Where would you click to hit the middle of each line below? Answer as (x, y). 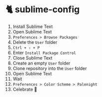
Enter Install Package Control (44, 53)
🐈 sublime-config (43, 10)
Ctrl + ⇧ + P (26, 48)
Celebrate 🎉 (25, 89)
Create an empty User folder (42, 63)
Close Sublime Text (32, 58)
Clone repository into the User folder (50, 68)
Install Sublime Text (33, 26)
